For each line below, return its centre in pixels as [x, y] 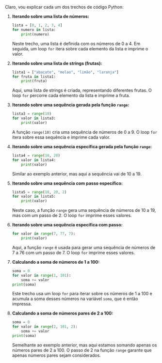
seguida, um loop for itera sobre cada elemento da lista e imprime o [80, 48]
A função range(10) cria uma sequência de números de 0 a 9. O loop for [85, 132]
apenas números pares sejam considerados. [56, 355]
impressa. [22, 304]
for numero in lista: [34, 30]
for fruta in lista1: [34, 77]
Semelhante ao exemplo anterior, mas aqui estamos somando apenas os [84, 345]
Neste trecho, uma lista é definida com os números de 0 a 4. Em [76, 44]
